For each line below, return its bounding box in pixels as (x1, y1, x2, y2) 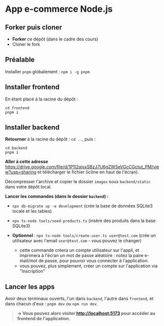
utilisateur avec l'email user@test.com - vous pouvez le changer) (12, 238, 142, 244)
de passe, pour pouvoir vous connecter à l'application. (38, 258, 149, 264)
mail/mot (19, 258, 38, 264)
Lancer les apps (5, 282, 55, 291)
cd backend (5, 146, 27, 151)
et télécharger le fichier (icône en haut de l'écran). (37, 169, 139, 175)
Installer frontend (5, 83, 60, 92)
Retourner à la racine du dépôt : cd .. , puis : (5, 136, 96, 142)
